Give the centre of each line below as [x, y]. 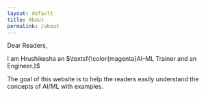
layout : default [30, 13]
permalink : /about [33, 26]
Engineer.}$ [24, 66]
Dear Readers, [27, 46]
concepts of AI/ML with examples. [55, 87]
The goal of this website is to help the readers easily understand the [103, 79]
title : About [26, 20]
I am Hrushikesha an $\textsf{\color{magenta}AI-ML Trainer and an [102, 59]
